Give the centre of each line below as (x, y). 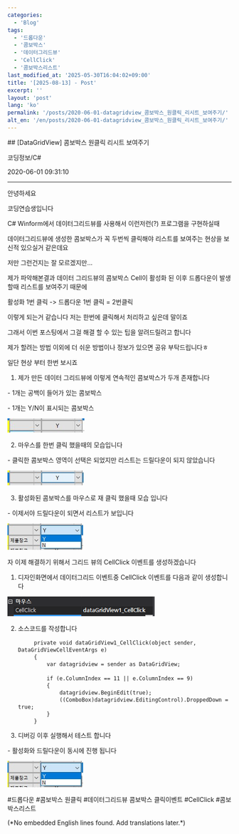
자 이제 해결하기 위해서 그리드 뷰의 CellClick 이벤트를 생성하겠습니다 (102, 562)
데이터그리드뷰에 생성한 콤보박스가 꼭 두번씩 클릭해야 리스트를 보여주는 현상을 (115, 238)
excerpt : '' (25, 90)
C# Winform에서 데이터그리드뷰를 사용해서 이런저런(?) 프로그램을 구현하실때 (114, 223)
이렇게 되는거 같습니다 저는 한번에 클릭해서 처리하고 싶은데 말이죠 (98, 316)
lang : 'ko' (23, 105)
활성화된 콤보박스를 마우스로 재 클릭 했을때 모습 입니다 (93, 498)
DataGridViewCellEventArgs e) (63, 650)
